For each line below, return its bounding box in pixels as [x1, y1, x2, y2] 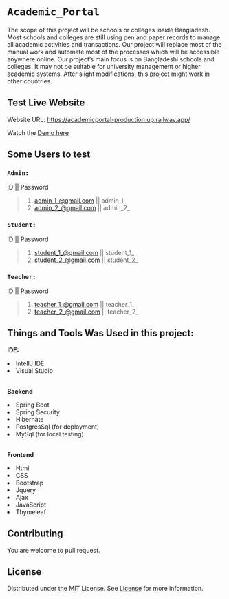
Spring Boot [16, 400, 50, 409]
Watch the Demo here [7, 128, 69, 136]
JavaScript [16, 500, 47, 509]
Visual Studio [16, 366, 54, 374]
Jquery [16, 485, 36, 494]
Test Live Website [7, 97, 85, 109]
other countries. [7, 77, 53, 85]
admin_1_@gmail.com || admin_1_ [34, 196, 127, 205]
